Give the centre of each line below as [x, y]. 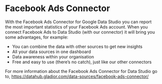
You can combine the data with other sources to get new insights [77, 46]
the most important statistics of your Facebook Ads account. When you [77, 27]
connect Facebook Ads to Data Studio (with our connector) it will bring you [80, 32]
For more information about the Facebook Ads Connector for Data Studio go [81, 71]
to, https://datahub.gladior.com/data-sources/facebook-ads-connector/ [77, 76]
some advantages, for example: [37, 37]
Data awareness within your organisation [53, 56]
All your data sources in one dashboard [52, 52]
